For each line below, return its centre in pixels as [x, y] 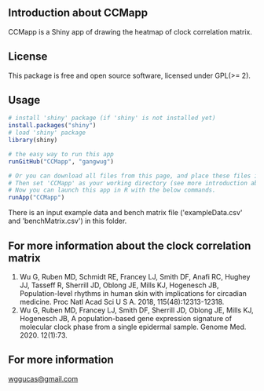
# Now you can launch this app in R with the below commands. [112, 190]
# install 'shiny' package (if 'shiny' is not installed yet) [112, 118]
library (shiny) [33, 141]
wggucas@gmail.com [43, 378]
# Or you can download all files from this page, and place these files [130, 176]
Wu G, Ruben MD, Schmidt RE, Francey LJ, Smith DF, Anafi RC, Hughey [135, 277]
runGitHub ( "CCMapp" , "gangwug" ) [61, 161]
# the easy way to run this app [61, 154]
